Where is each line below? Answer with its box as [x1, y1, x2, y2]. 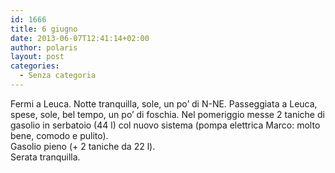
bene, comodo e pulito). [10, 129, 109, 141]
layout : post [10, 52, 65, 62]
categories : [10, 61, 60, 71]
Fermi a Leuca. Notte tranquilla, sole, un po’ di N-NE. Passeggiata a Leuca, [10, 97, 318, 110]
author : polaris [10, 42, 78, 53]
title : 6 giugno [10, 24, 78, 34]
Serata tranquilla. [10, 151, 81, 163]
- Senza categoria [19, 71, 97, 81]
